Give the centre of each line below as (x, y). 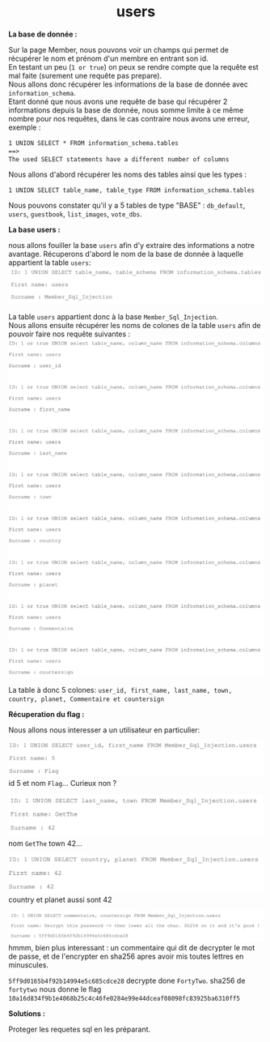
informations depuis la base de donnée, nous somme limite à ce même (126, 110)
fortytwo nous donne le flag (55, 989)
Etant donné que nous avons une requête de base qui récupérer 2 (118, 101)
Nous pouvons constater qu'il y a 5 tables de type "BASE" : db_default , (127, 205)
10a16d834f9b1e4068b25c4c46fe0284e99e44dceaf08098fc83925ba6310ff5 (124, 999)
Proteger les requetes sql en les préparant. (80, 1029)
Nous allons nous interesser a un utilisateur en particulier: (104, 730)
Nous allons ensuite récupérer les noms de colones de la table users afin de (135, 325)
